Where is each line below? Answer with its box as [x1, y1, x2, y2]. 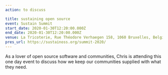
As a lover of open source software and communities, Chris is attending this [5, 53, 161, 59]
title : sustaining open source [5, 16, 70, 21]
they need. [5, 63, 27, 70]
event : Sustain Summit [5, 21, 52, 26]
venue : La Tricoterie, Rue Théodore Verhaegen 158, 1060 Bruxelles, [5, 35, 151, 40]
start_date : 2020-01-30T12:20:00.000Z [5, 25, 86, 30]
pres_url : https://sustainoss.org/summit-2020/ [5, 39, 106, 45]
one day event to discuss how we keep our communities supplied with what [5, 58, 161, 64]
